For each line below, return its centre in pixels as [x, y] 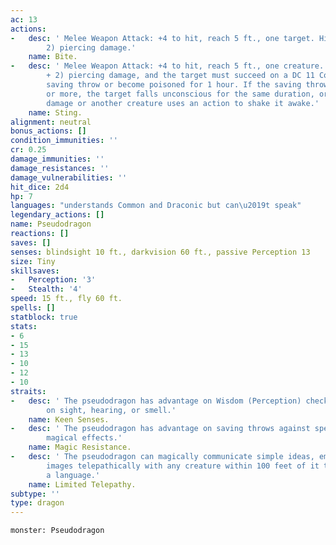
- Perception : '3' [53, 280]
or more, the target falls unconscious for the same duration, [180, 94]
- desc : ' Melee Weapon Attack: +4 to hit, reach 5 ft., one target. [162, 38]
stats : [24, 326]
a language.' [73, 475]
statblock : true [44, 317]
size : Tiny [33, 261]
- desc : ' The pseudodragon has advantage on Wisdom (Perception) [156, 401]
